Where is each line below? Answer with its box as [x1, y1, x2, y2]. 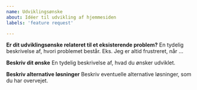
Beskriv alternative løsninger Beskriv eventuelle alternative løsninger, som [6, 71, 192, 78]
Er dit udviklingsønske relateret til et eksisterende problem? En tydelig [6, 41, 184, 48]
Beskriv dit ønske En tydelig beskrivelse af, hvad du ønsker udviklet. [6, 59, 175, 66]
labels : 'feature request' [6, 20, 74, 26]
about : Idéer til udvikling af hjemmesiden [6, 14, 117, 20]
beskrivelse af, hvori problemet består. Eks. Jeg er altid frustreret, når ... [6, 48, 184, 55]
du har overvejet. [6, 77, 49, 84]
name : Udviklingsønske [6, 8, 63, 15]
